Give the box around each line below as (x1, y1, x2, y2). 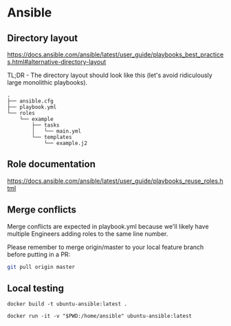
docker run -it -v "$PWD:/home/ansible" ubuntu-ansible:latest (7, 313, 192, 320)
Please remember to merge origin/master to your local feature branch (7, 243, 204, 251)
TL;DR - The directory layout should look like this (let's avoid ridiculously (7, 71, 213, 79)
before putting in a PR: (7, 250, 71, 259)
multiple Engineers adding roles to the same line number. (7, 229, 168, 238)
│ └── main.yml (32, 128, 81, 135)
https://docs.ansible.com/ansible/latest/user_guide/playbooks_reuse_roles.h (7, 177, 223, 185)
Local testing (7, 282, 64, 294)
